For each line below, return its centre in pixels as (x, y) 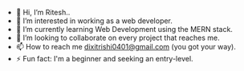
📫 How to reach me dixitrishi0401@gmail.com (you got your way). (126, 47)
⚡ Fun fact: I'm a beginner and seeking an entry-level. (105, 59)
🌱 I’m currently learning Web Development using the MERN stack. (124, 29)
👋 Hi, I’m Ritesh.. (43, 12)
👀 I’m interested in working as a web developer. (94, 21)
